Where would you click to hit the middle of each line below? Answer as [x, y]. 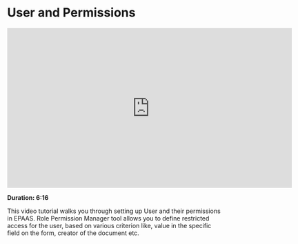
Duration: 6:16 [28, 197]
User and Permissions [71, 13]
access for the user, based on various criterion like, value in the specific [109, 225]
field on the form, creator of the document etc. [73, 233]
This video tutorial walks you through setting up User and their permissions [114, 211]
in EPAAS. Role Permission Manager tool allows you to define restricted [108, 218]
